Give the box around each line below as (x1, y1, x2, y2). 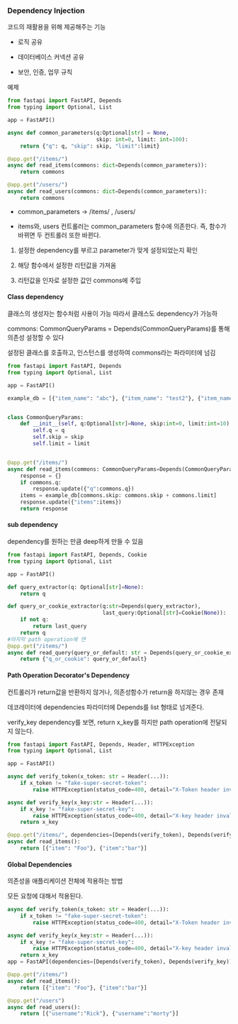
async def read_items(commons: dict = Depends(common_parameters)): (7, 162, 208, 169)
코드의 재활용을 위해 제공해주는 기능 (7, 23, 106, 31)
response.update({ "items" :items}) (20, 499, 122, 506)
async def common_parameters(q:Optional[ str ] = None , (7, 129, 170, 136)
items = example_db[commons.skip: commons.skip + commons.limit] (20, 492, 217, 499)
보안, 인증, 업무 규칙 (17, 68, 73, 77)
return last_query (33, 623, 87, 630)
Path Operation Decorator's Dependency (7, 671, 130, 679)
